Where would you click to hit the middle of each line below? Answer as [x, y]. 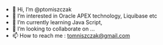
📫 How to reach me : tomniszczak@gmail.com [71, 36]
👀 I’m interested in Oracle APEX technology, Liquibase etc [85, 16]
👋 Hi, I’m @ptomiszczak [42, 9]
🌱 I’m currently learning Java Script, [57, 22]
